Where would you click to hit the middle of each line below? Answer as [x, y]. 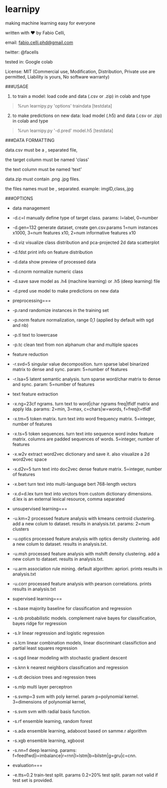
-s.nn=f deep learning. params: [44, 750]
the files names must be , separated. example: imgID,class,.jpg [69, 188]
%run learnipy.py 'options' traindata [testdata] [65, 105]
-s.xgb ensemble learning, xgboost [48, 740]
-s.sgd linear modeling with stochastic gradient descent [70, 657]
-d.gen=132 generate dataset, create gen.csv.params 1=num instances [85, 227]
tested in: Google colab [29, 61]
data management [31, 208]
